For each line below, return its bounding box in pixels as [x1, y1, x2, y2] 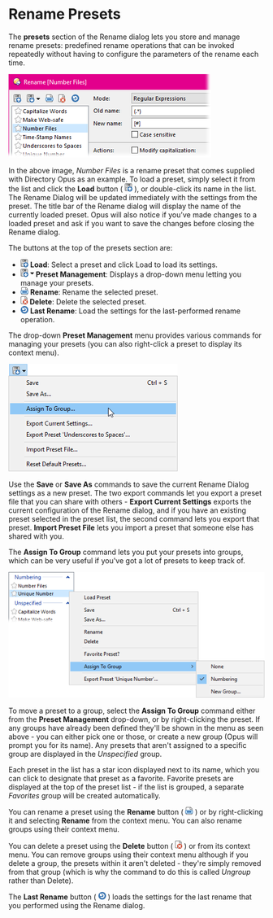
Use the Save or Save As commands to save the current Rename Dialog [8, 479, 249, 489]
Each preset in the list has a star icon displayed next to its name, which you [8, 765, 260, 775]
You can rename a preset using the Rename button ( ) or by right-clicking [8, 807, 264, 817]
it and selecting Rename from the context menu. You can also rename [8, 815, 242, 826]
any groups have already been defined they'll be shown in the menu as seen [8, 723, 264, 733]
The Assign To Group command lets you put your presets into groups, [8, 547, 244, 557]
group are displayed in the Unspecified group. [8, 750, 162, 759]
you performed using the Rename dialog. [8, 901, 145, 911]
